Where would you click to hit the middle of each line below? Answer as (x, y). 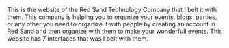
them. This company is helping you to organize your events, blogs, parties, (112, 17)
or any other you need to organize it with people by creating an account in (111, 24)
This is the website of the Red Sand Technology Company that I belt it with (112, 10)
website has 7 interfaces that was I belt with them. (78, 39)
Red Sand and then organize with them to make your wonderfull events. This (114, 31)
